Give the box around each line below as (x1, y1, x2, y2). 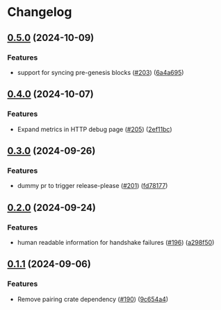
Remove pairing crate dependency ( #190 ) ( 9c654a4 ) (17, 295, 169, 303)
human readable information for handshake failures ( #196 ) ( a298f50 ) (17, 238, 215, 246)
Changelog (7, 4, 72, 20)
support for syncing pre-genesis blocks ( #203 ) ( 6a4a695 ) (17, 68, 184, 76)
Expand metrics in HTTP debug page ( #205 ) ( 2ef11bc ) (17, 125, 172, 133)
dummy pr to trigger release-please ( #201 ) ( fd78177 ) (17, 182, 168, 190)
